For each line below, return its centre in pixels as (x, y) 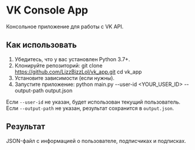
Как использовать (42, 45)
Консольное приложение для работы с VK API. (65, 26)
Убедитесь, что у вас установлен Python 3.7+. (72, 59)
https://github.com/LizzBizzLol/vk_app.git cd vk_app (78, 72)
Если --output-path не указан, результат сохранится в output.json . (90, 108)
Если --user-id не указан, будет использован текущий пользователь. (93, 102)
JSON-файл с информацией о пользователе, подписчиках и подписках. (96, 141)
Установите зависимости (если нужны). (64, 78)
